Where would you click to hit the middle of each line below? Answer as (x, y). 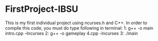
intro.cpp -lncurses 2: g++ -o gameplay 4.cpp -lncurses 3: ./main (72, 33)
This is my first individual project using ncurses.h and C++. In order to (76, 23)
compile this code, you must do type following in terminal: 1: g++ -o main (79, 28)
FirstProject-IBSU (42, 9)
